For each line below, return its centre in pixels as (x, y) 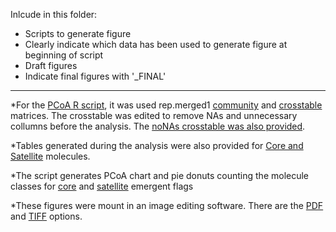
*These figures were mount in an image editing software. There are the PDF (167, 205)
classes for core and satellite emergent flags (102, 186)
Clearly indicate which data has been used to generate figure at (156, 44)
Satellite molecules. (50, 156)
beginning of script (64, 55)
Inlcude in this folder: (54, 14)
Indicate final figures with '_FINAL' (95, 76)
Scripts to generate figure (78, 33)
